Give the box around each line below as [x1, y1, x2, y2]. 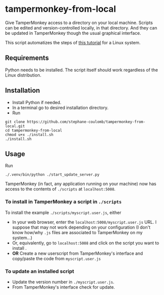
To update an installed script [5, 268, 74, 274]
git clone [5, 119, 25, 124]
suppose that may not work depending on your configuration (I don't [12, 224, 151, 230]
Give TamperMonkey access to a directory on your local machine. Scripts [5, 20, 153, 26]
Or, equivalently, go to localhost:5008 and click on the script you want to [12, 240, 159, 246]
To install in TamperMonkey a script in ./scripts [5, 198, 122, 205]
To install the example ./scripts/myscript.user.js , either [5, 210, 121, 215]
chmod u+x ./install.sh [5, 132, 54, 137]
